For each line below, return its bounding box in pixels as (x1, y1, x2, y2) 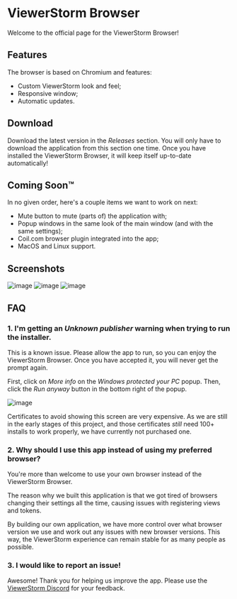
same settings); (17, 227, 64, 236)
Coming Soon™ (7, 179, 74, 191)
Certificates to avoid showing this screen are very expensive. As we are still (7, 412, 228, 420)
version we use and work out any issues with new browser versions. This (7, 527, 221, 537)
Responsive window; (17, 89, 79, 97)
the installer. (7, 332, 52, 342)
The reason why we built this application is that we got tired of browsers (7, 491, 218, 500)
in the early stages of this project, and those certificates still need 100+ (7, 419, 214, 428)
